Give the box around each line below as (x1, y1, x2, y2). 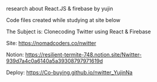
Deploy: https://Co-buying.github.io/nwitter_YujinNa (6, 69, 133, 76)
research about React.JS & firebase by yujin (6, 5, 114, 12)
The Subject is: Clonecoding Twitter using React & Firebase (6, 28, 151, 35)
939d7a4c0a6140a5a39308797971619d (6, 58, 103, 64)
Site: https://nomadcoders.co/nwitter (6, 40, 97, 46)
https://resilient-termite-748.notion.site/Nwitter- (25, 51, 142, 58)
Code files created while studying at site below (6, 17, 121, 23)
